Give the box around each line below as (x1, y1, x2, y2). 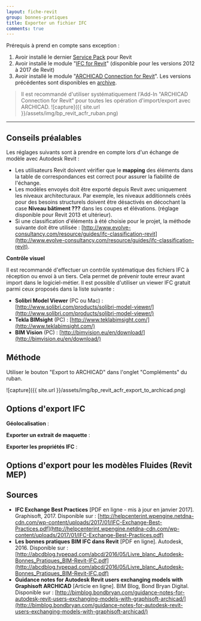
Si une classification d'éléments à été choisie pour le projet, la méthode (14, 218, 191, 225)
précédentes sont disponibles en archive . (14, 79, 117, 86)
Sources (6, 490, 38, 501)
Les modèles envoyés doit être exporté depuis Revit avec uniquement (14, 186, 187, 193)
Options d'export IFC (6, 404, 86, 414)
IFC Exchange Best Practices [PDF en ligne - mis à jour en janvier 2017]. (14, 506, 194, 513)
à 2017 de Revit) (14, 67, 55, 74)
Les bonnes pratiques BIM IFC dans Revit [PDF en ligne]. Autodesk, (14, 538, 184, 545)
